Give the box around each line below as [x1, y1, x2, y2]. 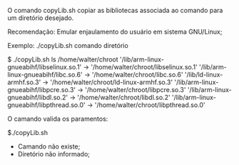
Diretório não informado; [17, 150, 91, 158]
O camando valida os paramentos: [7, 114, 108, 123]
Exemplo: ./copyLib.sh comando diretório [7, 41, 128, 49]
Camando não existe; [17, 142, 81, 151]
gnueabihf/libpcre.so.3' [7, 86, 76, 94]
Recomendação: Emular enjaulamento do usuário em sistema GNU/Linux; [7, 28, 223, 36]
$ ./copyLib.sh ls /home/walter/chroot [7, 55, 119, 64]
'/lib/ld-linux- [184, 71, 223, 79]
